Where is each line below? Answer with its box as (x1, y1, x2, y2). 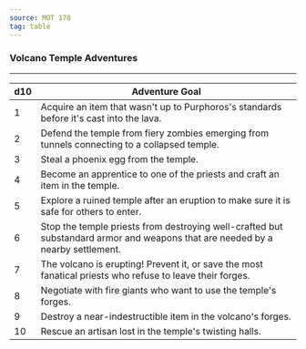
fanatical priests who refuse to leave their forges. (40, 269, 250, 282)
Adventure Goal (131, 85, 202, 98)
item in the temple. (40, 179, 120, 191)
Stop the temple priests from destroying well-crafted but (40, 220, 283, 232)
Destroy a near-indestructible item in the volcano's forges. (40, 310, 291, 323)
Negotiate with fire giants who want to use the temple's (40, 283, 277, 296)
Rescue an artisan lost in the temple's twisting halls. (40, 324, 261, 337)
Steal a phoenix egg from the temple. (40, 152, 199, 165)
